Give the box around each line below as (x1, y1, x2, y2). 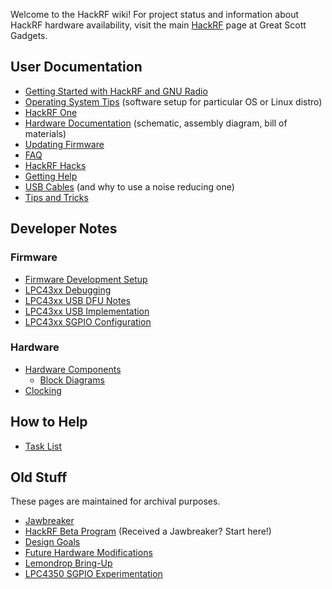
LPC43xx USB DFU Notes (24, 294, 131, 306)
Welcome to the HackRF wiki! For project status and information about (10, 9, 299, 20)
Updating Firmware (24, 138, 105, 150)
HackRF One (24, 106, 78, 118)
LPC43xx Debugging (24, 284, 112, 296)
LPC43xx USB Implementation (24, 305, 150, 317)
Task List (24, 440, 62, 452)
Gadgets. (10, 30, 48, 41)
